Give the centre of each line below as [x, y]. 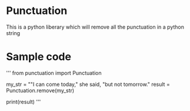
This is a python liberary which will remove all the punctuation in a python [95, 27]
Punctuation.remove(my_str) [40, 90]
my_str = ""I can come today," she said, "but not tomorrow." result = [88, 84]
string [13, 33]
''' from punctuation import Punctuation [54, 73]
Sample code [39, 57]
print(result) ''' [24, 102]
